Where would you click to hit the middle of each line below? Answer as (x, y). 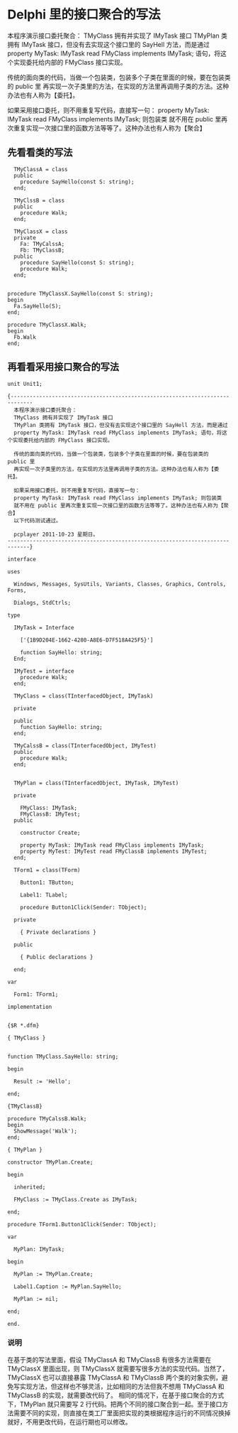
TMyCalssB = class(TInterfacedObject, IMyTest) (85, 746)
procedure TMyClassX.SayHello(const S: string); (80, 293)
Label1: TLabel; (44, 895)
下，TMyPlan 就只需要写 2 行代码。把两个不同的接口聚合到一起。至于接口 (115, 1404)
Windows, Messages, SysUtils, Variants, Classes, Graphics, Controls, (120, 584)
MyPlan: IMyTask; (39, 1249)
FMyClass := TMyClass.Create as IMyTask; (76, 1199)
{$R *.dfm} (23, 1025)
